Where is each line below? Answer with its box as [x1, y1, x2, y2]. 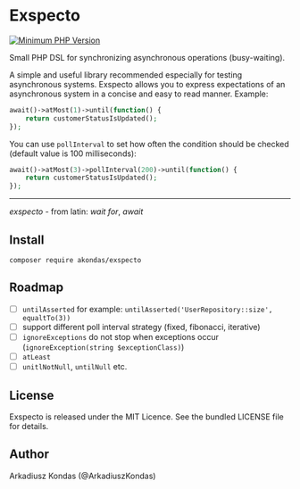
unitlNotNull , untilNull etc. [21, 361, 128, 372]
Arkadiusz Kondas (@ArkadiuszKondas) [9, 470, 156, 481]
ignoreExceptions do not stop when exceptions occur [21, 331, 220, 342]
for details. [9, 420, 49, 431]
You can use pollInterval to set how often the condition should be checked [9, 138, 290, 149]
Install [9, 232, 45, 247]
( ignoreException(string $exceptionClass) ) [21, 342, 185, 352]
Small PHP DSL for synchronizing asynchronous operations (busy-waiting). [9, 52, 286, 62]
